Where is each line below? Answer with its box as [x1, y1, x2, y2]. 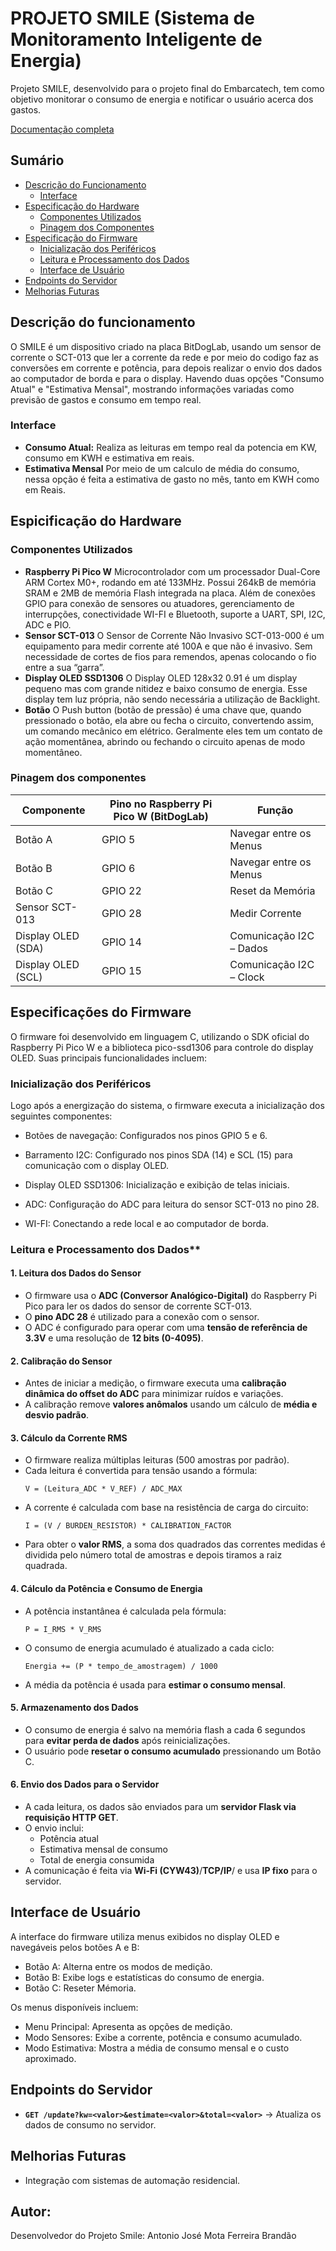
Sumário [10, 152, 65, 169]
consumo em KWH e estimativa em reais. [24, 452, 195, 464]
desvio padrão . [24, 1409, 90, 1421]
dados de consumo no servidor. [24, 2118, 157, 2131]
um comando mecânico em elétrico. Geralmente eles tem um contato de [24, 725, 323, 737]
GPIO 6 [101, 861, 136, 875]
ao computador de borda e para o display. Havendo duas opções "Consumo [10, 372, 325, 384]
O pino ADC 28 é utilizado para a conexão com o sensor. [24, 1311, 260, 1323]
